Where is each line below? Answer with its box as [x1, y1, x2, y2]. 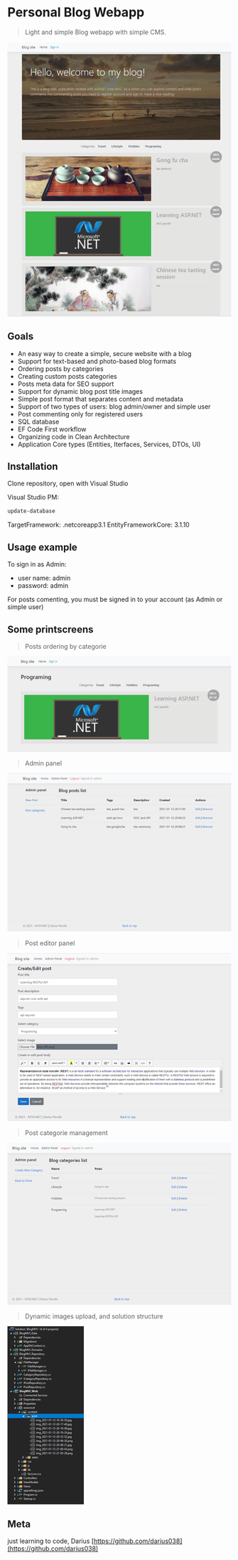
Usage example [7, 541, 78, 553]
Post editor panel [24, 939, 75, 947]
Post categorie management [24, 1129, 108, 1137]
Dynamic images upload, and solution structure [24, 1312, 163, 1320]
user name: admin [17, 574, 71, 583]
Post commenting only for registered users [17, 409, 144, 418]
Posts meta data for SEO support [17, 380, 114, 388]
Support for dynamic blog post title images [17, 387, 144, 395]
